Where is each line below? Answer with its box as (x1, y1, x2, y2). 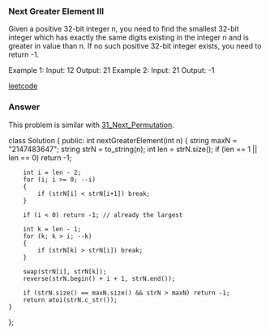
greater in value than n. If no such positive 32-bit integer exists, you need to (8, 41, 262, 51)
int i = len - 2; (23, 168, 82, 176)
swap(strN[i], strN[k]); (23, 267, 107, 276)
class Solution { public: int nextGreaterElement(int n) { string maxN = (8, 135, 238, 145)
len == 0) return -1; (8, 152, 72, 163)
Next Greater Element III (8, 6, 105, 17)
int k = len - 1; (23, 225, 82, 233)
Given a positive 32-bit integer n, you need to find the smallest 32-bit (8, 24, 239, 34)
